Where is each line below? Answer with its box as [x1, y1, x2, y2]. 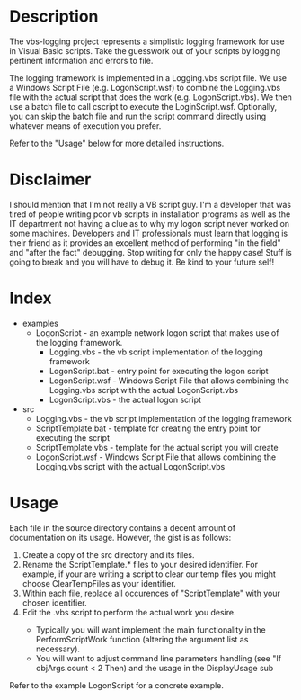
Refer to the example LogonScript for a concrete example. [9, 679, 225, 690]
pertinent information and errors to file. [9, 55, 154, 66]
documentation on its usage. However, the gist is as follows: [9, 532, 232, 543]
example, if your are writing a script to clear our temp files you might [22, 569, 277, 579]
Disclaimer [9, 169, 92, 190]
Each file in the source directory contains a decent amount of [9, 522, 236, 533]
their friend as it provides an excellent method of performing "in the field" [9, 237, 281, 248]
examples [22, 318, 58, 328]
